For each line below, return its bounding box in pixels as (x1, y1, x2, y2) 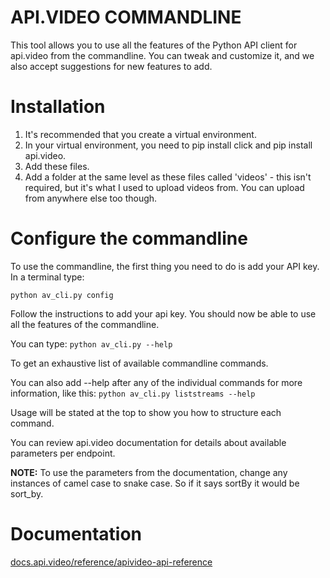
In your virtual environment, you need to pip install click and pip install (24, 139, 313, 151)
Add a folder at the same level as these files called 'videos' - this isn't (24, 171, 312, 183)
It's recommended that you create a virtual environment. (24, 128, 257, 140)
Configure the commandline (10, 227, 248, 250)
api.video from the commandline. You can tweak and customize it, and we (10, 49, 315, 61)
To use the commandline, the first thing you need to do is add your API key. (10, 260, 320, 272)
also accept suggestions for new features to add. (10, 60, 213, 72)
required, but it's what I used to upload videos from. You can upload (24, 181, 305, 193)
